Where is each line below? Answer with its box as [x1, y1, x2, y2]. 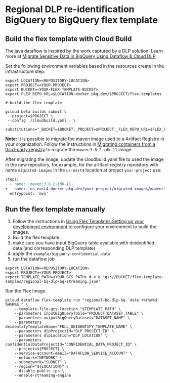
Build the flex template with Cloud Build [5, 34, 132, 43]
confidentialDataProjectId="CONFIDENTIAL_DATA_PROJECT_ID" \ [5, 342, 137, 347]
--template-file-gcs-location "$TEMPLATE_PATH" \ [14, 307, 121, 312]
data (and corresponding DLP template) [12, 245, 96, 251]
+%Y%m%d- [141, 297, 159, 303]
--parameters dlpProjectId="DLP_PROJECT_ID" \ [14, 329, 114, 334]
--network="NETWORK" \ [14, 355, 62, 360]
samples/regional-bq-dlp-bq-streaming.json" [5, 279, 101, 284]
